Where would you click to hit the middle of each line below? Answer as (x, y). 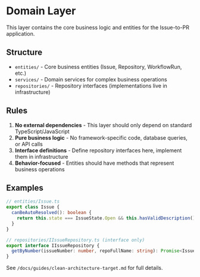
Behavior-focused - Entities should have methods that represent (94, 163)
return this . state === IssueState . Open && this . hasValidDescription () (106, 218)
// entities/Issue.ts (33, 202)
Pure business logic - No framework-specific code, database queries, (101, 137)
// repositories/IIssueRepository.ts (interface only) (76, 240)
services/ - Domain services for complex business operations (91, 79)
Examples (25, 188)
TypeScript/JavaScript (42, 131)
